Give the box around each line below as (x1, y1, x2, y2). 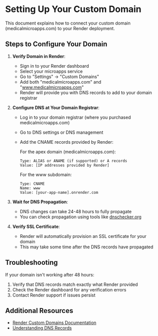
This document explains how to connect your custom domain (5, 20, 131, 26)
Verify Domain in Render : (12, 53, 66, 59)
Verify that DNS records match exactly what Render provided (12, 281, 138, 287)
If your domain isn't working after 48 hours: (5, 271, 95, 277)
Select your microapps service (19, 68, 83, 74)
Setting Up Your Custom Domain (5, 4, 142, 15)
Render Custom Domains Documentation (12, 319, 97, 326)
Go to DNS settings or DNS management (19, 129, 104, 135)
